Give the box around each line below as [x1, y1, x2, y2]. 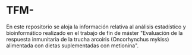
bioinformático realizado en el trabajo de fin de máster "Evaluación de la [6, 29, 183, 36]
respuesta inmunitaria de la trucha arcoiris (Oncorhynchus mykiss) [6, 35, 169, 43]
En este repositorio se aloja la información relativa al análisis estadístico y [6, 23, 186, 30]
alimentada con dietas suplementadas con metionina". [6, 42, 139, 49]
